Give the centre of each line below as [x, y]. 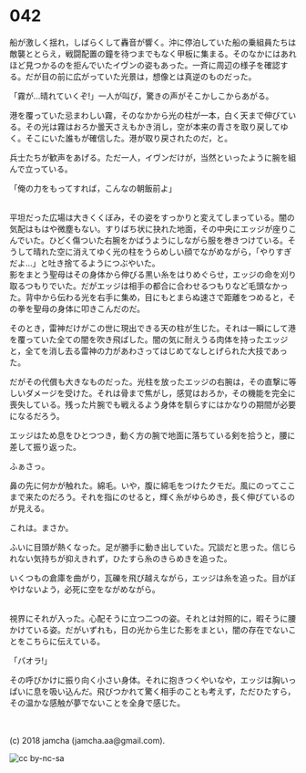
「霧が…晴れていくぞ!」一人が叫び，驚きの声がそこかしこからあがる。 [142, 96]
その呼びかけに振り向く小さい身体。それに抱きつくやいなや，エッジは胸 [145, 680]
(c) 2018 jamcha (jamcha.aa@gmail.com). [87, 740]
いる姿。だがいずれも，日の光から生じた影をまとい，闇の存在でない [161, 630]
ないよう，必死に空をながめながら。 [93, 589]
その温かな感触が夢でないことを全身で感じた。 [97, 703]
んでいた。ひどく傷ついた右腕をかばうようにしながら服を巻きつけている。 [149, 240]
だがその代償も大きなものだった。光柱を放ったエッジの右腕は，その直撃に [149, 381]
